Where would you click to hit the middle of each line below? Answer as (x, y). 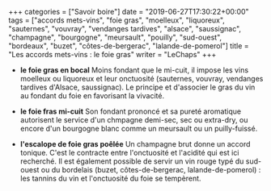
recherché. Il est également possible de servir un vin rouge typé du (132, 161)
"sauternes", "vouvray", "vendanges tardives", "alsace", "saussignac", (125, 29)
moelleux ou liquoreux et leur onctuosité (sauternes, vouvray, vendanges (142, 79)
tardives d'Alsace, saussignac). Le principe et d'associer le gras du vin (138, 87)
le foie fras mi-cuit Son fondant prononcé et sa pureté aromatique (131, 111)
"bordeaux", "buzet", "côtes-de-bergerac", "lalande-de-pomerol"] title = (129, 46)
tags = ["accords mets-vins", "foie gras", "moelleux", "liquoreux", (116, 20)
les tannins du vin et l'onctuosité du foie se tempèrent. (110, 178)
